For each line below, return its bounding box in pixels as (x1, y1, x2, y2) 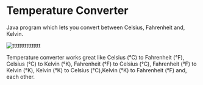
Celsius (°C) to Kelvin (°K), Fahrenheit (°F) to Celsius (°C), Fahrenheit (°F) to (6, 60, 197, 67)
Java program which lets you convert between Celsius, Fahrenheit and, (6, 24, 185, 31)
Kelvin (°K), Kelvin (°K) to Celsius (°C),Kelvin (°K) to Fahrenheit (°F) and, (6, 66, 187, 73)
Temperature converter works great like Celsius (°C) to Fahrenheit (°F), (6, 53, 185, 61)
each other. (6, 73, 35, 80)
